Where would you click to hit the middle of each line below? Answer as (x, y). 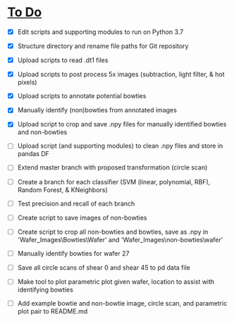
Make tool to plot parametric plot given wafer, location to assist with (116, 281)
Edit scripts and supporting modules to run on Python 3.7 (100, 32)
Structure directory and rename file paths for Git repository (103, 46)
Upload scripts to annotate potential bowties (82, 96)
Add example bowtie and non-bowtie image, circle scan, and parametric (122, 303)
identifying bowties (45, 290)
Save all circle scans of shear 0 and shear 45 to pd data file (104, 267)
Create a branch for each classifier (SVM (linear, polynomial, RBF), (114, 181)
